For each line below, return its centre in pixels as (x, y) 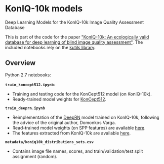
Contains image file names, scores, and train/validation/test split (78, 151)
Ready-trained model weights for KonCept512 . (59, 99)
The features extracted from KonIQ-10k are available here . (71, 133)
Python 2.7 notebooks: (28, 75)
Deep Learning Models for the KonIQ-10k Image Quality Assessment (75, 22)
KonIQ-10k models (44, 9)
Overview (20, 63)
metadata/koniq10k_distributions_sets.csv (49, 142)
